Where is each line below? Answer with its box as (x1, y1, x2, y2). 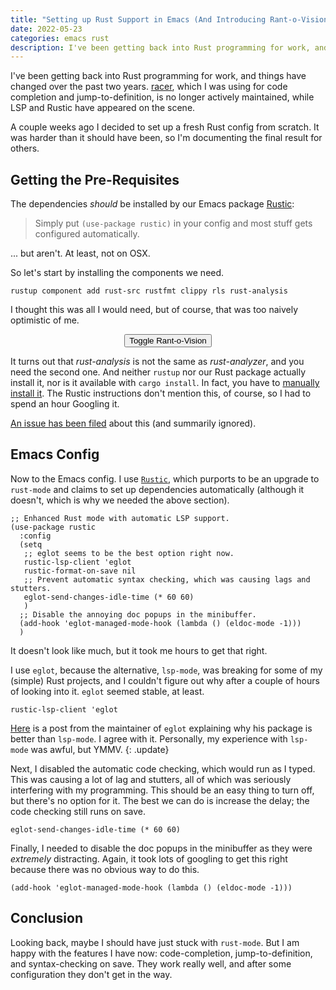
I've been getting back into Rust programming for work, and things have (10, 70, 307, 82)
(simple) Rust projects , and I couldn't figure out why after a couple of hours (10, 674, 320, 686)
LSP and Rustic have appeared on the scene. (10, 102, 196, 114)
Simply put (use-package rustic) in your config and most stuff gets (34, 217, 313, 230)
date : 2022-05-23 (10, 24, 83, 34)
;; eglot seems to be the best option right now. (23, 548, 235, 558)
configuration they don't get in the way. (10, 968, 173, 980)
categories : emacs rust (10, 33, 110, 43)
